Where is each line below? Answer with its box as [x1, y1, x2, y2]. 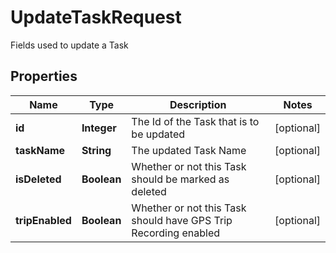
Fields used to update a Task [10, 39, 129, 51]
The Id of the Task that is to [131, 114, 260, 128]
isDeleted [15, 172, 62, 186]
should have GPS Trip [131, 213, 233, 227]
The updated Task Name [131, 143, 247, 157]
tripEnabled [15, 213, 72, 227]
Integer [81, 121, 117, 135]
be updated [131, 127, 186, 141]
